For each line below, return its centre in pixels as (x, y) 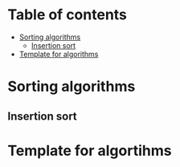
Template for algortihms (90, 151)
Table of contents (67, 15)
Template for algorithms (59, 54)
